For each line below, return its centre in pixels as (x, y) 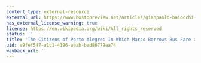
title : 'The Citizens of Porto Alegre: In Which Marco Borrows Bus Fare (99, 40)
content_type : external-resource (48, 12)
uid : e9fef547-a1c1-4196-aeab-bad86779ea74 (61, 46)
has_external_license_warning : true (52, 23)
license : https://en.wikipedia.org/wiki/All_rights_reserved (84, 28)
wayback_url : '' (26, 51)
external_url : (24, 17)
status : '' (20, 34)
